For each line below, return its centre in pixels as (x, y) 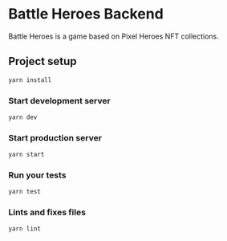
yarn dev (23, 117)
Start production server (55, 137)
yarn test (25, 192)
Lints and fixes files (47, 212)
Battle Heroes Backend (86, 14)
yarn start (26, 155)
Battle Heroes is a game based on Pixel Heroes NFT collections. (113, 36)
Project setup (43, 61)
